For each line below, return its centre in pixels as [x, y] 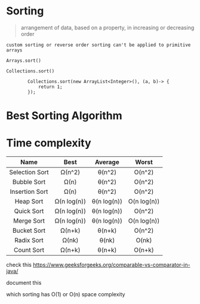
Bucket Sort [29, 230]
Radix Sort [29, 241]
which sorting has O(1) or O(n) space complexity [66, 294]
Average [107, 162]
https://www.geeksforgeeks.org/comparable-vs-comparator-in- [111, 265]
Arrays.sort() [24, 60]
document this [24, 283]
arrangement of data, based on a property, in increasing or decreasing [107, 28]
